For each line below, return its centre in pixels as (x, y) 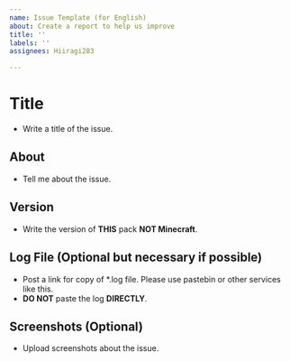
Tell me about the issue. (67, 179)
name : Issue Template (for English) (78, 18)
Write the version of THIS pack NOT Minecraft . (110, 229)
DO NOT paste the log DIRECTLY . (85, 298)
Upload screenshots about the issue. (91, 348)
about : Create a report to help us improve (92, 26)
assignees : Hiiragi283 (52, 51)
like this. (38, 289)
